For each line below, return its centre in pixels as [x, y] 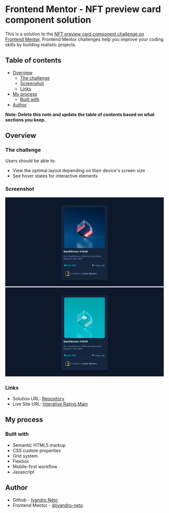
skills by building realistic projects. [41, 44]
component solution [48, 20]
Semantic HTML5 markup [39, 445]
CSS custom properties [37, 450]
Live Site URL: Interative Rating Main [50, 404]
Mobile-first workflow [35, 466]
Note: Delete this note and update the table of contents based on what [80, 114]
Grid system [25, 456]
